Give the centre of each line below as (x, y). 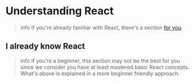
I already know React (45, 46)
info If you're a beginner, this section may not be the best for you (100, 60)
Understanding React (60, 11)
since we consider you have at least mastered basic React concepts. (105, 67)
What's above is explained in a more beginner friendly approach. (100, 73)
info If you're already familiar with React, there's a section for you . (101, 27)
